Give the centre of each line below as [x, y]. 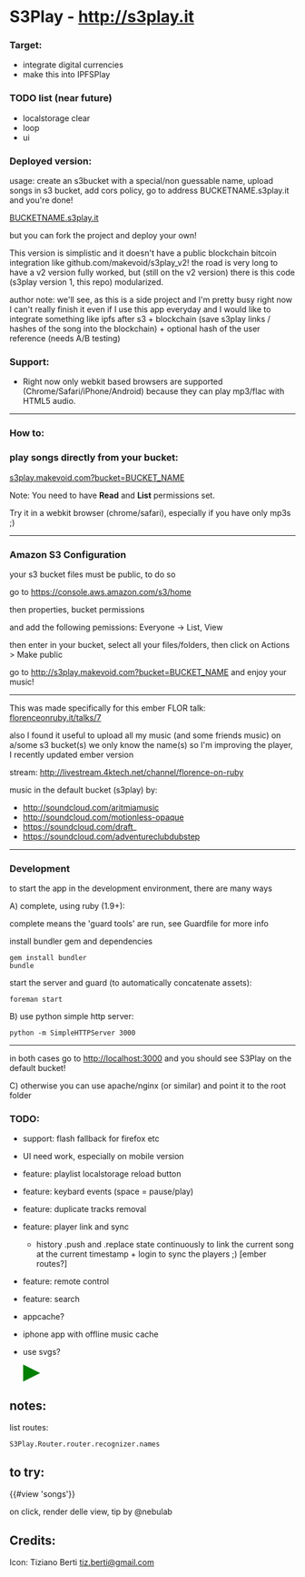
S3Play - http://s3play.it [102, 17]
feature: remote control [66, 1281]
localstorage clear [56, 118]
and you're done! [41, 200]
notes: [28, 1405]
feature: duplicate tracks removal [84, 1209]
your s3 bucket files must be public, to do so [93, 574]
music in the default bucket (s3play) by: [84, 790]
